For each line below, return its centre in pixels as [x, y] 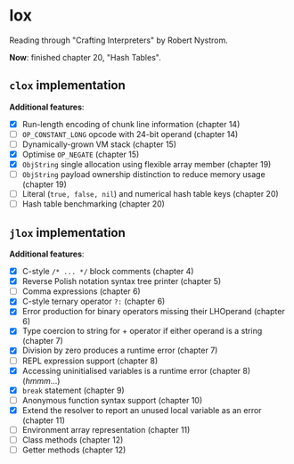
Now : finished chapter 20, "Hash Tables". [86, 57]
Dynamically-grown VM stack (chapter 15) [99, 144]
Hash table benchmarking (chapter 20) [93, 204]
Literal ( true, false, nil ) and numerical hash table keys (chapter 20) [150, 194]
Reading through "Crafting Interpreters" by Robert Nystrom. [119, 40]
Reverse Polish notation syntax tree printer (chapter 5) [122, 281]
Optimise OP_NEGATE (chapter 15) [81, 154]
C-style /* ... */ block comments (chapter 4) [108, 272]
